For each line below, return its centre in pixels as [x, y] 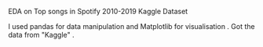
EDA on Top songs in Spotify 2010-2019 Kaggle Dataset [98, 11]
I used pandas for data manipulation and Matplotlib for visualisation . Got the [131, 26]
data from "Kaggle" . [41, 35]
